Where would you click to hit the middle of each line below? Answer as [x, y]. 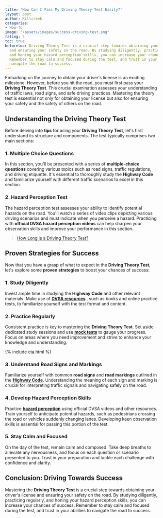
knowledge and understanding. [36, 342]
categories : [17, 23]
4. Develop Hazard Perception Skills [48, 398]
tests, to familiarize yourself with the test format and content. [66, 304]
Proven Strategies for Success [52, 253]
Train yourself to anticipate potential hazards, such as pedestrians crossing [80, 413]
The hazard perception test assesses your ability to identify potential [73, 208]
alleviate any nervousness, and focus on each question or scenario [72, 452]
